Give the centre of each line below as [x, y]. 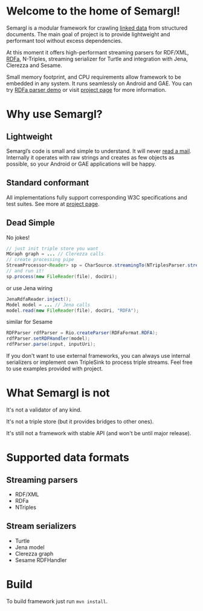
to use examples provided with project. [55, 369]
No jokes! [18, 238]
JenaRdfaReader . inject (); [39, 299]
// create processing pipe [40, 260]
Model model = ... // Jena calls [48, 305]
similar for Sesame [30, 322]
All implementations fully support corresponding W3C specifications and [97, 197]
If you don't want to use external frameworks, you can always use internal [98, 356]
